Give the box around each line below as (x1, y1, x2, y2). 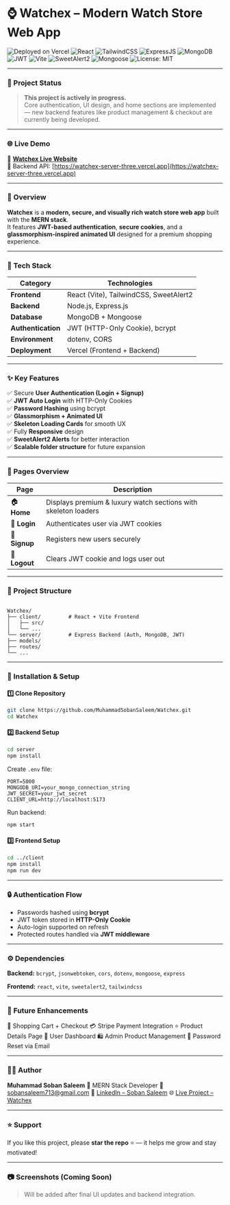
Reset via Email (7, 1042, 50, 1050)
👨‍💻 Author (7, 1065, 42, 1075)
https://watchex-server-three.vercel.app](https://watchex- (53, 162, 219, 170)
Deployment (10, 346, 51, 355)
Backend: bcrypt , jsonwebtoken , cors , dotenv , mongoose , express (7, 969, 186, 978)
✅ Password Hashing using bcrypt (7, 405, 106, 413)
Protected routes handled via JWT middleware (16, 930, 150, 938)
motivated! (7, 1148, 38, 1157)
